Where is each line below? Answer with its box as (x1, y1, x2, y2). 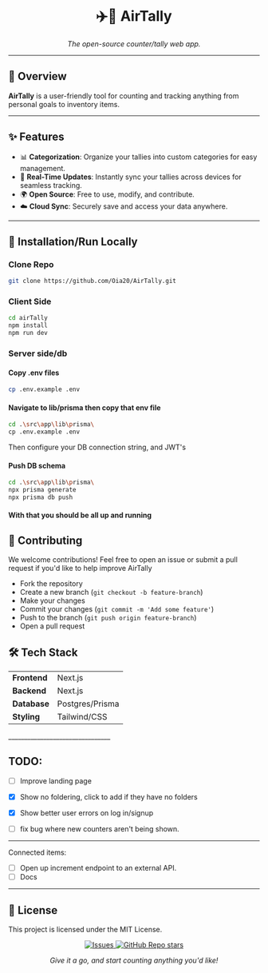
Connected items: (8, 847, 67, 857)
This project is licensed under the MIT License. (8, 925, 163, 935)
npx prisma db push (8, 493, 73, 501)
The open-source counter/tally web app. (67, 38, 201, 49)
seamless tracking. (19, 180, 82, 189)
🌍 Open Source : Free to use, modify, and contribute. (19, 189, 195, 199)
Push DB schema (8, 461, 66, 470)
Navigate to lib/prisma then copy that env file (8, 402, 161, 413)
